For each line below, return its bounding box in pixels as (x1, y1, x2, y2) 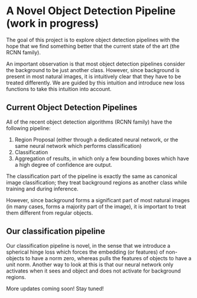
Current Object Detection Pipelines (6, 102, 138, 113)
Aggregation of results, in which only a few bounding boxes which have (14, 155, 189, 162)
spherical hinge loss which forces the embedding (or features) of (6, 248, 164, 255)
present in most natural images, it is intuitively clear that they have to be (6, 73, 182, 80)
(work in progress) (6, 17, 99, 30)
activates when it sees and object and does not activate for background (6, 267, 181, 274)
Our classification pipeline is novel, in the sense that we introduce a (6, 242, 170, 249)
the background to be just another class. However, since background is (6, 66, 180, 73)
